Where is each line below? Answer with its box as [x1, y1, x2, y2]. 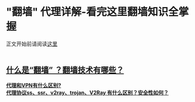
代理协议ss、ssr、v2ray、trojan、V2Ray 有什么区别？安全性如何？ [6, 89, 169, 96]
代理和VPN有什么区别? [6, 82, 61, 89]
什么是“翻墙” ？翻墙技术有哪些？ [6, 65, 124, 75]
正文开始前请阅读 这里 [6, 40, 57, 47]
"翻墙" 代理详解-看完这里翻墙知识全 [6, 5, 179, 19]
